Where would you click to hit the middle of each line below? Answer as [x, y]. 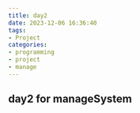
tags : [17, 30]
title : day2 [28, 15]
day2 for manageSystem [70, 99]
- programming [32, 52]
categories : [28, 45]
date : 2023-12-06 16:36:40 [53, 23]
